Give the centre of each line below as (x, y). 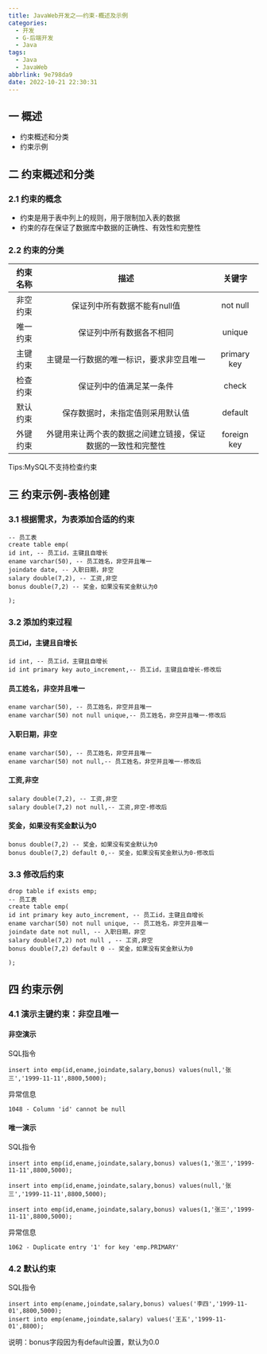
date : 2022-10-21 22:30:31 (53, 82)
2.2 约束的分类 (36, 250)
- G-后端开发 (35, 38)
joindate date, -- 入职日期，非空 (61, 570)
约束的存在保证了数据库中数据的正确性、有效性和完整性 (110, 228)
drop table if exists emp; (53, 892)
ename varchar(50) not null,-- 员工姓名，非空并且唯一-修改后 (105, 761)
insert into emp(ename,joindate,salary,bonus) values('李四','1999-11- (128, 1304)
